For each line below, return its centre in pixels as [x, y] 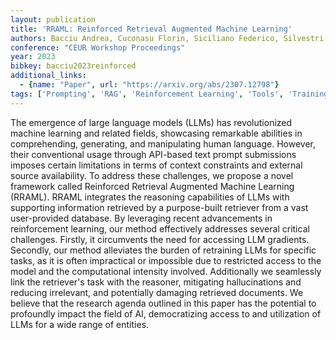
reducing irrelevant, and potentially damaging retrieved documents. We [157, 292]
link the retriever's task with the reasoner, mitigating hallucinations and [156, 282]
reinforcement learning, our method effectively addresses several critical [160, 228]
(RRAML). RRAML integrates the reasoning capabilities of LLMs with [150, 197]
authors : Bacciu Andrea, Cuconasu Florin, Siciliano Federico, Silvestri [167, 38]
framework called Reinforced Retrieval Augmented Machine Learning [152, 186]
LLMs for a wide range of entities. [80, 324]
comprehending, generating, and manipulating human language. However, [163, 143]
